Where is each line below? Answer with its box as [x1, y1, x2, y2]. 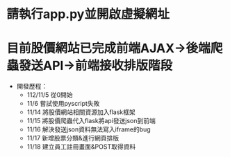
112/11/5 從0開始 [26, 91, 74, 99]
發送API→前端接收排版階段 [19, 58, 173, 73]
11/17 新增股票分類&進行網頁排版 [26, 134, 120, 142]
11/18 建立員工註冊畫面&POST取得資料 [26, 142, 136, 151]
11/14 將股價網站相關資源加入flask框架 [26, 108, 136, 116]
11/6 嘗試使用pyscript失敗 [26, 100, 100, 108]
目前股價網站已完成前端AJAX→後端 [6, 41, 211, 56]
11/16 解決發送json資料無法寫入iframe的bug [26, 125, 151, 133]
